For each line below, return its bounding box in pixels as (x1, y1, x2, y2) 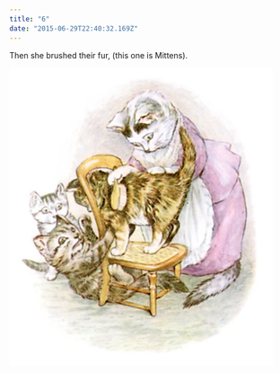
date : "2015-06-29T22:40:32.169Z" (9, 23, 139, 33)
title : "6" (9, 14, 50, 23)
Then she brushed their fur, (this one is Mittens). (9, 49, 188, 60)
